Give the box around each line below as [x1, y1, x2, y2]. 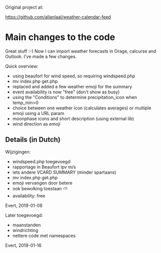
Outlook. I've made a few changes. [5, 53, 77, 59]
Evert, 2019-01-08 [5, 202, 42, 208]
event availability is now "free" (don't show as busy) [12, 89, 120, 95]
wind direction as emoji [12, 120, 60, 127]
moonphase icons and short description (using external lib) [12, 115, 134, 121]
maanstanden [12, 222, 41, 228]
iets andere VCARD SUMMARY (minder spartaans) [12, 169, 116, 175]
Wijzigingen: [5, 149, 31, 155]
